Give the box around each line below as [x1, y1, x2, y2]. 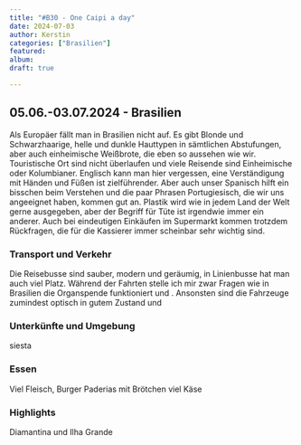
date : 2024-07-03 [9, 22, 75, 31]
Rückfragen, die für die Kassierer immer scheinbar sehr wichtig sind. [9, 225, 265, 236]
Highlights [9, 406, 56, 419]
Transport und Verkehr [9, 248, 112, 260]
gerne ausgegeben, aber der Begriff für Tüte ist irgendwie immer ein [9, 205, 265, 217]
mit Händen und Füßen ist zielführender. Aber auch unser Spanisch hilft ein [9, 177, 289, 188]
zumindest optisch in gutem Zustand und [9, 297, 163, 308]
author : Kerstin [9, 30, 71, 39]
